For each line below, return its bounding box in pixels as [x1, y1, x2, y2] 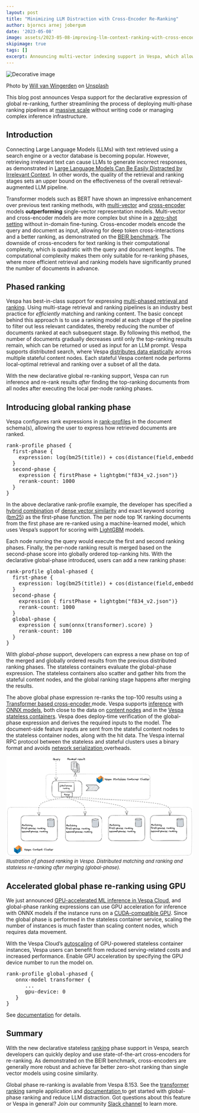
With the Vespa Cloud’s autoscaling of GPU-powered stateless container [6, 940, 184, 947]
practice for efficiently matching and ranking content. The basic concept [6, 310, 183, 318]
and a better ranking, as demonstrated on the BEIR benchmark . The [6, 233, 171, 240]
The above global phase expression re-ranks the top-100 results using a [6, 694, 182, 701]
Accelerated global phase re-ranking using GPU [6, 881, 186, 891]
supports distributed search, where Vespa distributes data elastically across [6, 348, 191, 355]
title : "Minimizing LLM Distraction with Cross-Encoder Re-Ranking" [6, 15, 179, 22]
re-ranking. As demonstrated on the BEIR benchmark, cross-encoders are [6, 1056, 187, 1064]
